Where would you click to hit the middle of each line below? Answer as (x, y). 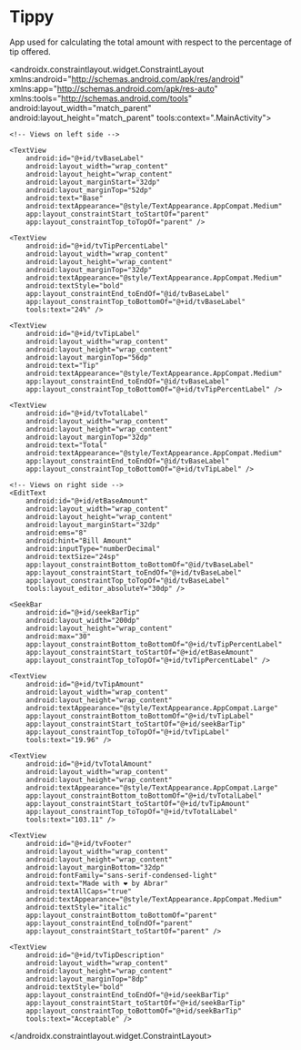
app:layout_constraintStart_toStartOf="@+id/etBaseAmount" (140, 652)
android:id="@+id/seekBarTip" (83, 612)
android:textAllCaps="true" (79, 891)
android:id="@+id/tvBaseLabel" (85, 158)
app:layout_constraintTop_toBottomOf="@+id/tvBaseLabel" (136, 301)
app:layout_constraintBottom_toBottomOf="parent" (122, 915)
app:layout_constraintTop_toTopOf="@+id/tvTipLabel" (128, 732)
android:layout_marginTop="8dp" (87, 979)
